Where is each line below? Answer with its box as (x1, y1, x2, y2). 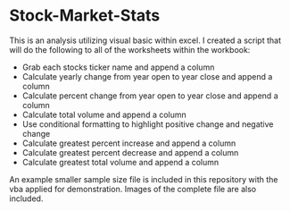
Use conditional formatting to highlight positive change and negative (21, 118, 274, 130)
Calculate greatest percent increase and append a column (21, 138, 236, 148)
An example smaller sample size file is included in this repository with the (9, 173, 278, 184)
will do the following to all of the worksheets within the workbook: (9, 44, 251, 55)
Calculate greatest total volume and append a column (21, 156, 220, 167)
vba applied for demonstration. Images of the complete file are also (9, 183, 257, 194)
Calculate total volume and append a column (21, 109, 187, 120)
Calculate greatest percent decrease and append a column (21, 147, 239, 157)
